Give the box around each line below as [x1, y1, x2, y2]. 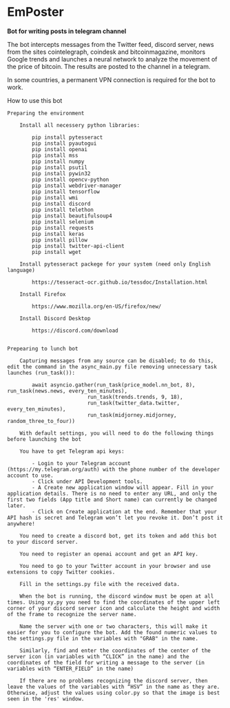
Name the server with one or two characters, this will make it [19, 622, 208, 630]
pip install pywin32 [32, 170, 91, 177]
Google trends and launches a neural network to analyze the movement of [7, 55, 218, 63]
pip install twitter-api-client [32, 242, 125, 249]
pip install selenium [32, 218, 94, 225]
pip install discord [32, 200, 91, 207]
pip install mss [32, 152, 79, 159]
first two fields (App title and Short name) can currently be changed [7, 496, 217, 503]
